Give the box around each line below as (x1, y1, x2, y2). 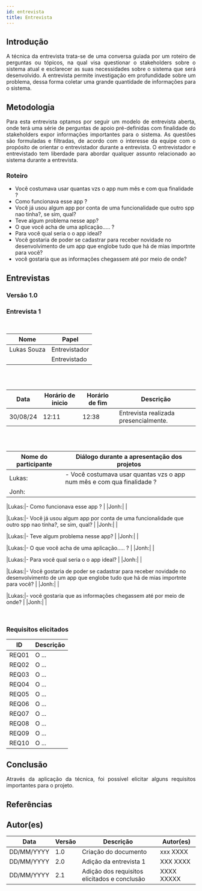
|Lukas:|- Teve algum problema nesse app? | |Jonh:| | (6, 533, 139, 540)
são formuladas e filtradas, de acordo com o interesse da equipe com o (6, 137, 196, 144)
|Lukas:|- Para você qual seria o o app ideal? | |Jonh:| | (6, 556, 142, 563)
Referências (6, 799, 53, 810)
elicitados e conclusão (82, 875, 145, 883)
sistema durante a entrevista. (6, 157, 78, 164)
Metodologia (6, 102, 55, 112)
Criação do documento (82, 848, 147, 856)
